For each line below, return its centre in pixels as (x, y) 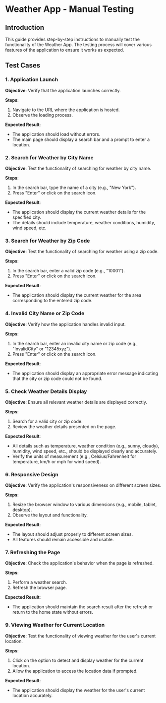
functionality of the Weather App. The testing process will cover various (79, 45)
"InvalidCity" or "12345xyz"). (42, 349)
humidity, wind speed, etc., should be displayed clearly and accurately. (85, 451)
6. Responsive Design (32, 474)
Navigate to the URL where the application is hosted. (66, 110)
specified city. (27, 217)
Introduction (25, 28)
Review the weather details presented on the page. (64, 426)
